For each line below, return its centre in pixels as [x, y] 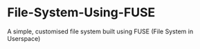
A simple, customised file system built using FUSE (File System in [100, 31]
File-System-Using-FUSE [81, 13]
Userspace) [24, 38]
